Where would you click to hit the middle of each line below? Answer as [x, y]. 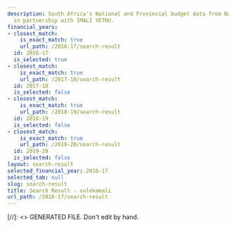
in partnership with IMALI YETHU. [64, 20]
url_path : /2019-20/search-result [70, 145]
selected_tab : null [36, 177]
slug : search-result [38, 184]
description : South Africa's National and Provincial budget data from [114, 14]
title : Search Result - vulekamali [59, 191]
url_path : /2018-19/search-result [70, 112]
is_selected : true [41, 60]
